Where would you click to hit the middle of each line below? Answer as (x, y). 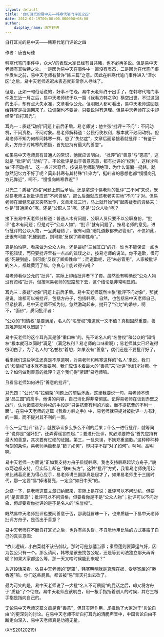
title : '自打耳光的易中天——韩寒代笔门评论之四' (48, 14)
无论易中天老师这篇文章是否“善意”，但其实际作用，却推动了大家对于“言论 (79, 608)
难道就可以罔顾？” (27, 327)
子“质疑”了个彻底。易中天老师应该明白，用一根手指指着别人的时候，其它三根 (82, 592)
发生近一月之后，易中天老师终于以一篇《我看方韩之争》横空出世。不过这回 (84, 98)
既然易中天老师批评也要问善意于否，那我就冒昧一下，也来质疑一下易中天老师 (82, 514)
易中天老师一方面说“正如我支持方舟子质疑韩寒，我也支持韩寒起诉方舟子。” (79, 462)
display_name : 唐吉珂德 (37, 28)
